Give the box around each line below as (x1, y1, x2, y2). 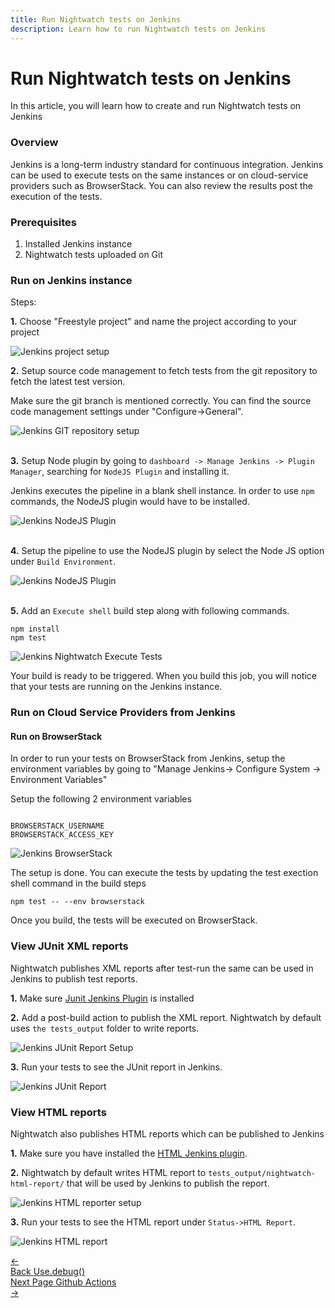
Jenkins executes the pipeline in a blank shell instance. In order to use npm (10, 485, 315, 497)
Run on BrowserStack (10, 730, 103, 742)
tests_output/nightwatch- (208, 1169, 316, 1179)
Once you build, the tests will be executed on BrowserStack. (10, 914, 258, 926)
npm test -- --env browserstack (10, 897, 145, 907)
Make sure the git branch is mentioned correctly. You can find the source (10, 395, 312, 407)
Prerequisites (10, 215, 77, 229)
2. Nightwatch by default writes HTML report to (10, 1167, 207, 1179)
